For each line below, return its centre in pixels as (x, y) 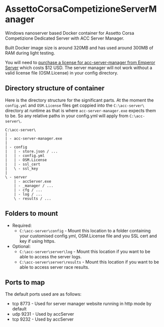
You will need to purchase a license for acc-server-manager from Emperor (80, 62)
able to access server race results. (54, 267)
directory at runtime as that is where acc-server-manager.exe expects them (81, 110)
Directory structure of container (55, 88)
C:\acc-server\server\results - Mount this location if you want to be (89, 262)
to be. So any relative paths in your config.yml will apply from (67, 116)
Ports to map (25, 282)
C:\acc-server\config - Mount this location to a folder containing (85, 230)
